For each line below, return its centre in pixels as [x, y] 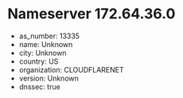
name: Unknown [46, 44]
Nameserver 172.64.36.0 [91, 14]
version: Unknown [49, 78]
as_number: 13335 [49, 36]
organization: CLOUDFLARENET [71, 69]
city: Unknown [43, 53]
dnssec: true [39, 86]
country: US [39, 61]
